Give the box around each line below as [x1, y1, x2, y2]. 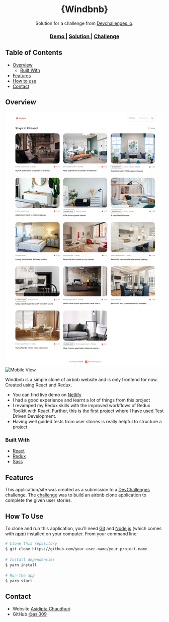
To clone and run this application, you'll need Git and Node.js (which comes [5, 526, 162, 532]
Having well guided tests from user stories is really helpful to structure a [12, 419, 162, 425]
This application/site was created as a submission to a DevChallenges [5, 487, 150, 493]
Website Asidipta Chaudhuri [12, 605, 70, 611]
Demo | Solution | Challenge [49, 33, 120, 40]
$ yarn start [5, 579, 33, 584]
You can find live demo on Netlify [12, 392, 81, 398]
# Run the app [5, 573, 35, 578]
